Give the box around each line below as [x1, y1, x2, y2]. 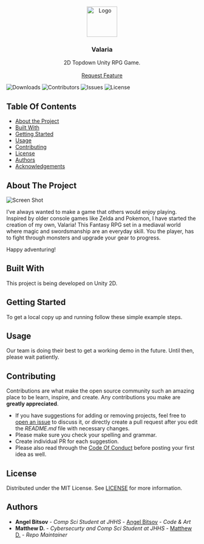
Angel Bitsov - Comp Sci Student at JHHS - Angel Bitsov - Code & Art [15, 518, 191, 525]
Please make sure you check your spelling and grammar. [15, 432, 157, 439]
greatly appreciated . [6, 400, 59, 407]
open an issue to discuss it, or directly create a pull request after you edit [15, 418, 198, 425]
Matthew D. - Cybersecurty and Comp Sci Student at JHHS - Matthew [15, 525, 192, 532]
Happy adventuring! [6, 246, 56, 253]
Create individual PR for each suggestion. [15, 438, 120, 445]
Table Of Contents [6, 101, 77, 112]
